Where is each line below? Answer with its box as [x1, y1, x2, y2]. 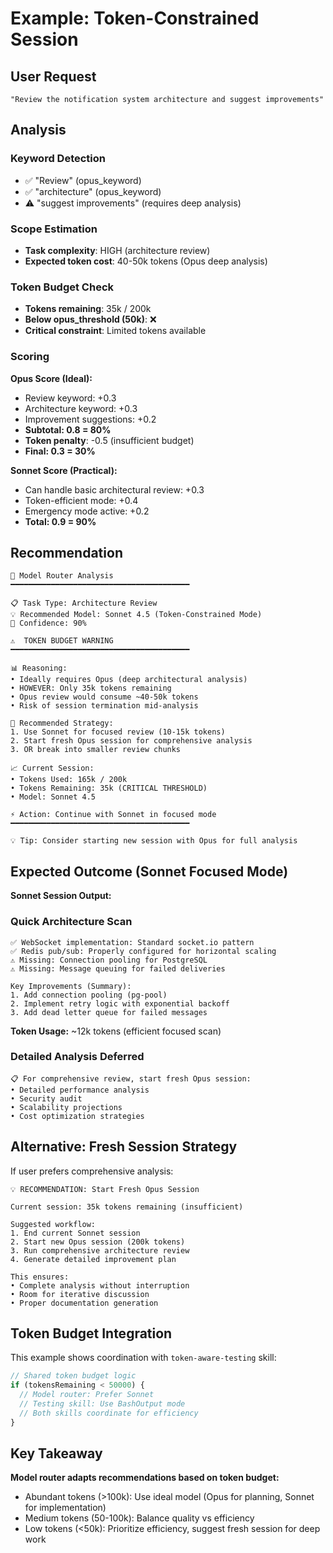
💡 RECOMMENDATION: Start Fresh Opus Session [10, 1184, 200, 1194]
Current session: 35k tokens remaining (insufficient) [10, 1202, 244, 1212]
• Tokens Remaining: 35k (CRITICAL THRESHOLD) [10, 783, 208, 794]
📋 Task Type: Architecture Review [10, 598, 158, 609]
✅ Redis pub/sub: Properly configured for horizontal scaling [10, 946, 277, 956]
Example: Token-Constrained [10, 7, 260, 30]
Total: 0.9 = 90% [24, 515, 97, 527]
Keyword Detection [10, 152, 106, 166]
